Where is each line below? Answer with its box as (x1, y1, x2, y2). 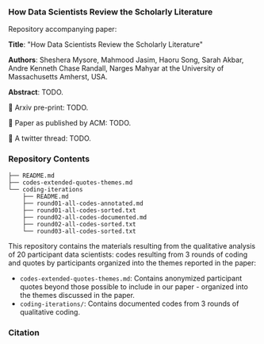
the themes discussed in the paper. (19, 290, 135, 300)
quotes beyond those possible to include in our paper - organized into (19, 281, 248, 292)
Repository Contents (8, 153, 90, 164)
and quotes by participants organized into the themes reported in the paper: (8, 257, 256, 268)
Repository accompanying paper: (8, 25, 117, 34)
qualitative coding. (19, 307, 81, 316)
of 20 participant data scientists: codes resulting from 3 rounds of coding (8, 249, 248, 259)
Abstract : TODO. (8, 87, 63, 97)
